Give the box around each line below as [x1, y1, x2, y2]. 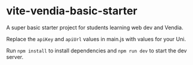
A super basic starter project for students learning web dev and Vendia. [6, 24, 183, 31]
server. [6, 53, 24, 60]
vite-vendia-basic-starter [6, 4, 138, 18]
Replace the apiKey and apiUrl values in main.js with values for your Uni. [6, 35, 186, 42]
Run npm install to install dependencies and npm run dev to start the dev [6, 47, 188, 54]
